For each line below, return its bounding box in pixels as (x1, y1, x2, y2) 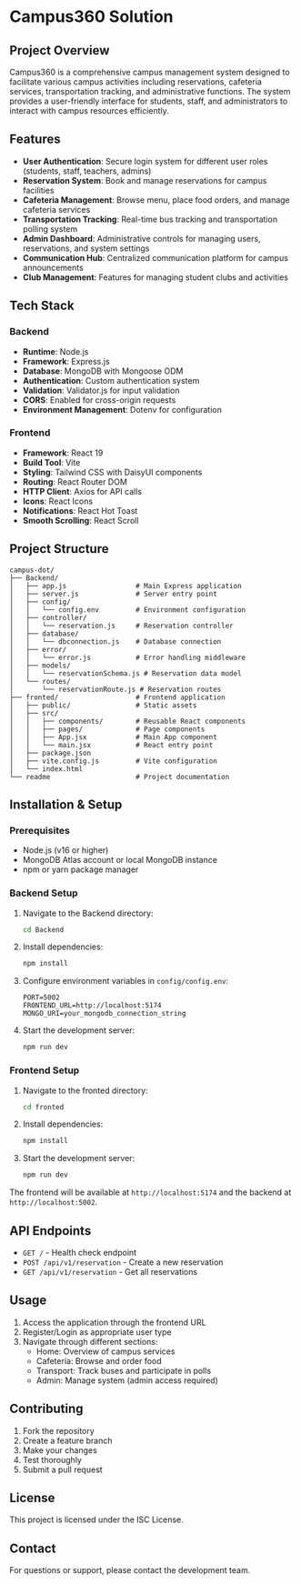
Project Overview (9, 43, 110, 58)
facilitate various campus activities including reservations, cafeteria (9, 76, 262, 87)
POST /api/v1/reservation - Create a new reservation (22, 1257, 224, 1268)
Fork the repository (22, 1425, 95, 1436)
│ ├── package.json (9, 748, 92, 757)
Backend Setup (9, 887, 79, 899)
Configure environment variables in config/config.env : (22, 976, 229, 987)
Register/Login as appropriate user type (22, 1326, 172, 1338)
